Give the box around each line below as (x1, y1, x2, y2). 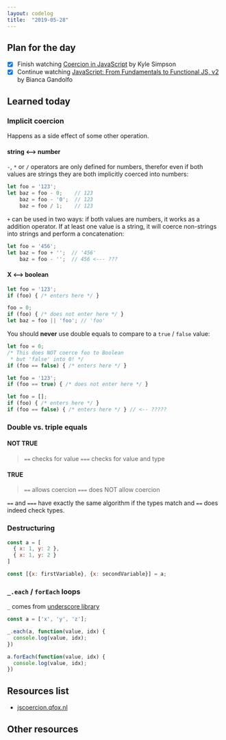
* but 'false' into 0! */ (10, 355, 84, 363)
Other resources (7, 723, 79, 735)
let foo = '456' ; (7, 243, 57, 249)
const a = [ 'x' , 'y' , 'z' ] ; (7, 616, 88, 623)
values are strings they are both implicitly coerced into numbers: (7, 170, 189, 179)
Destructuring (7, 524, 55, 533)
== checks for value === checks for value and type (23, 455, 166, 463)
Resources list (7, 685, 70, 697)
